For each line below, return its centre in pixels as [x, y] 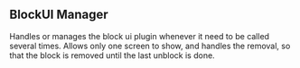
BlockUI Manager [59, 15]
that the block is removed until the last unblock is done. [112, 55]
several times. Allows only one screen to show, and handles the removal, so [150, 46]
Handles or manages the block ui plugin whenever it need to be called [139, 36]
